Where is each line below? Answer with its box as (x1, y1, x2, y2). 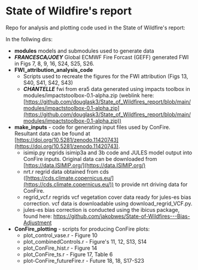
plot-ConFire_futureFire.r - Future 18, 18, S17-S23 (23, 257, 145, 264)
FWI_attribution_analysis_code (14, 66, 93, 73)
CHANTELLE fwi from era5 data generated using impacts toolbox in (23, 85, 191, 92)
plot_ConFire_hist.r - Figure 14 (23, 244, 98, 251)
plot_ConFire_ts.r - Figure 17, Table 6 (23, 250, 113, 258)
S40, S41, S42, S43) (23, 79, 73, 86)
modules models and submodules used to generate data (14, 47, 154, 54)
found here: (23, 213, 52, 220)
